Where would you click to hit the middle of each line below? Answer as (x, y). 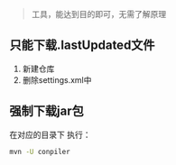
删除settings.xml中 (57, 79)
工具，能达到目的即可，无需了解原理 (99, 14)
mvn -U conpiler (40, 151)
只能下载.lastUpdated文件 (82, 46)
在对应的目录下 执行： (50, 134)
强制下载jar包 (46, 111)
